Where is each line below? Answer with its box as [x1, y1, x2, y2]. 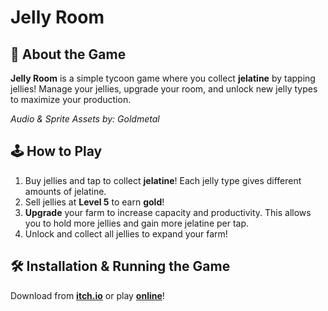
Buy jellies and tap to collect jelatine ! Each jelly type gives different [24, 174, 302, 186]
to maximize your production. [10, 94, 132, 105]
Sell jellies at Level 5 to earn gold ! [24, 196, 165, 208]
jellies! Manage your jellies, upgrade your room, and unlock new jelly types [10, 83, 318, 95]
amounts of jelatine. [24, 185, 107, 197]
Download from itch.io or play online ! [10, 289, 165, 301]
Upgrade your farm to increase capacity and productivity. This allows [24, 206, 312, 218]
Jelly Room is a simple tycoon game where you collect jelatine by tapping [10, 72, 316, 84]
